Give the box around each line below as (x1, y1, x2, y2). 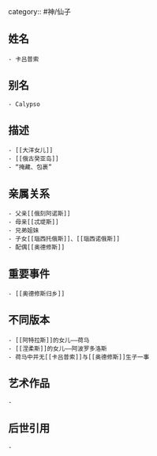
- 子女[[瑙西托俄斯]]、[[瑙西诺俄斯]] (8, 235, 121, 243)
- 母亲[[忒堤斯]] (8, 218, 59, 226)
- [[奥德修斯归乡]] (8, 290, 65, 298)
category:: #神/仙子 (8, 7, 71, 16)
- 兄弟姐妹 (8, 226, 39, 235)
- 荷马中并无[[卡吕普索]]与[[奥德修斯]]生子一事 (8, 353, 150, 361)
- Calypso (8, 100, 41, 108)
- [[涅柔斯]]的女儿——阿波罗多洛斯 (8, 344, 107, 352)
